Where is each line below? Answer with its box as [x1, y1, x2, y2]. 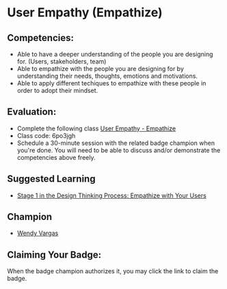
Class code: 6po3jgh [16, 131, 76, 139]
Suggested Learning [7, 173, 96, 185]
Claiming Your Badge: [7, 249, 101, 260]
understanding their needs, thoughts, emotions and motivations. [16, 72, 198, 80]
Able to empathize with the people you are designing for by [16, 65, 185, 72]
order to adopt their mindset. [16, 87, 98, 94]
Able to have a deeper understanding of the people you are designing [16, 50, 213, 58]
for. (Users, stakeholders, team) [16, 57, 107, 66]
